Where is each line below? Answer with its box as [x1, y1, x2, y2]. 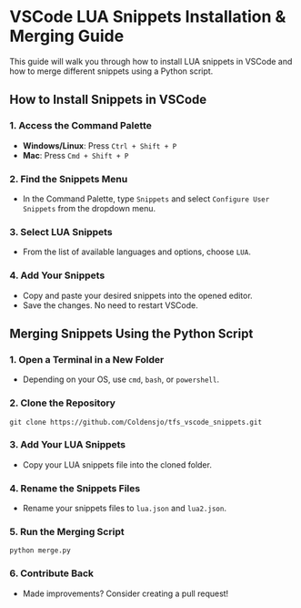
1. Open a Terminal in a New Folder [9, 353, 165, 366]
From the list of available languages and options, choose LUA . [22, 246, 252, 257]
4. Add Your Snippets [9, 269, 105, 282]
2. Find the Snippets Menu [9, 172, 128, 185]
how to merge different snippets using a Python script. [9, 66, 214, 77]
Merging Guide [9, 26, 125, 46]
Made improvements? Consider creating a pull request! [22, 588, 229, 599]
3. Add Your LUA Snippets [9, 438, 126, 451]
